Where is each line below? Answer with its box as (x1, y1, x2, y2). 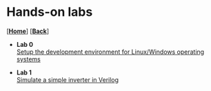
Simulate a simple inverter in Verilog (16, 75, 119, 83)
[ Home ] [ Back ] (6, 27, 50, 35)
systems (16, 54, 41, 63)
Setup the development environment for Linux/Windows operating (16, 48, 205, 56)
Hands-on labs (6, 4, 93, 20)
